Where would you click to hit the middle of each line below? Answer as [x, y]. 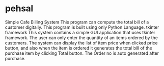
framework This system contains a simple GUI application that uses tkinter [80, 32]
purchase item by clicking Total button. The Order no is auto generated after [82, 53]
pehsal [19, 9]
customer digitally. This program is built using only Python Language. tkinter [82, 27]
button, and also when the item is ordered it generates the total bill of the [79, 48]
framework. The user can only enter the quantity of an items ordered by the [82, 38]
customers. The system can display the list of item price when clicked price [82, 43]
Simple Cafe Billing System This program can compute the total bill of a [77, 22]
